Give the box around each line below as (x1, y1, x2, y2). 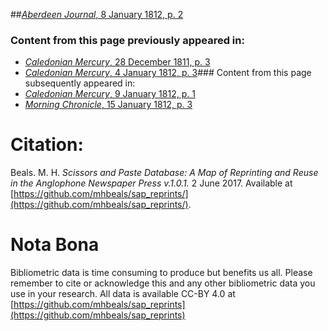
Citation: (10, 134, 84, 156)
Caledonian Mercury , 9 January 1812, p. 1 (24, 88, 196, 100)
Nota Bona (10, 234, 100, 256)
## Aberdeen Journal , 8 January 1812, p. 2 (10, 9, 184, 20)
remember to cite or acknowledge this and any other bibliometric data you (10, 277, 316, 289)
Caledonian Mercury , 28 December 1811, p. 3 (24, 56, 211, 68)
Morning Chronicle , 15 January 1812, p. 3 (24, 99, 193, 111)
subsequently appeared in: (24, 77, 136, 89)
